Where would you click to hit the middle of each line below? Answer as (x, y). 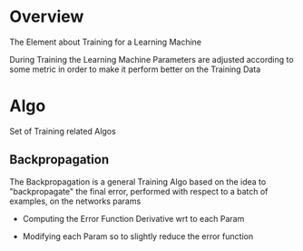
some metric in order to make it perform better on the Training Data (135, 69)
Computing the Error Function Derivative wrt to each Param (133, 218)
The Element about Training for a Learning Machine (106, 42)
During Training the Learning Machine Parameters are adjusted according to (151, 59)
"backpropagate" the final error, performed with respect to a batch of (139, 191)
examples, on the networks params (75, 201)
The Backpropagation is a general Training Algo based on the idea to (138, 181)
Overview (47, 17)
